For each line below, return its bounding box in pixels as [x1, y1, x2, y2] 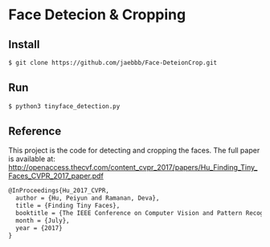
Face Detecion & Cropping [8, 6, 186, 24]
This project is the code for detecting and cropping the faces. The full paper [8, 146, 260, 156]
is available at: [8, 154, 56, 164]
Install [8, 38, 40, 51]
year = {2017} [15, 224, 63, 232]
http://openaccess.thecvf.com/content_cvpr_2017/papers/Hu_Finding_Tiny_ [8, 163, 258, 172]
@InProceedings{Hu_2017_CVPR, [8, 187, 110, 195]
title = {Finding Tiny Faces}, [15, 202, 121, 210]
